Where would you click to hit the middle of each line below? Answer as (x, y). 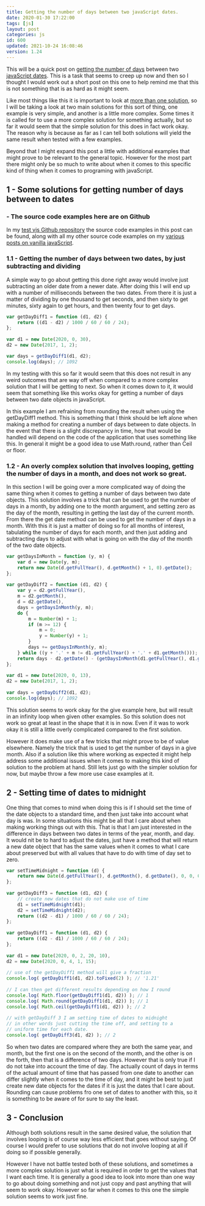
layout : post (23, 29)
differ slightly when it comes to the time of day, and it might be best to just (100, 1079)
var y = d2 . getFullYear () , (52, 590)
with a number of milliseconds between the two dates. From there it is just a (102, 292)
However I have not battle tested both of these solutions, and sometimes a (100, 1164)
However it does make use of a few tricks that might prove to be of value (98, 741)
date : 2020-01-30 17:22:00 (41, 18)
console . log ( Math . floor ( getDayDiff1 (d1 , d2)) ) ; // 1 (77, 995)
